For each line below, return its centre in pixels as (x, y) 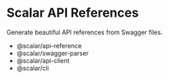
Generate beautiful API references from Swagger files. (85, 32)
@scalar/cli (33, 68)
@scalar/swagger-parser (52, 53)
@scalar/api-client (43, 60)
